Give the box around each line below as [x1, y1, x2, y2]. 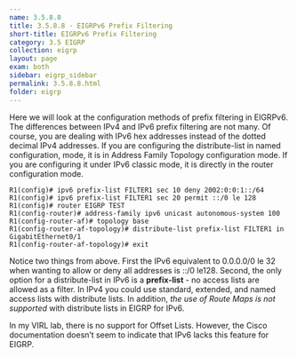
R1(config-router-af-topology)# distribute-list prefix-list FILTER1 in [9, 224, 285, 234]
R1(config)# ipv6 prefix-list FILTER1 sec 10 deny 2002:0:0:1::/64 [9, 186, 265, 194]
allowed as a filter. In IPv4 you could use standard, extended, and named [9, 283, 276, 294]
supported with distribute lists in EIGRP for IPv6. [9, 303, 185, 313]
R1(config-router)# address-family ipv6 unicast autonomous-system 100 [9, 209, 280, 218]
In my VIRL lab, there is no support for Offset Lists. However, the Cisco [9, 320, 268, 330]
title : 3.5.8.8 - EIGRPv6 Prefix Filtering [9, 21, 173, 30]
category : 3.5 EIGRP [9, 37, 86, 47]
